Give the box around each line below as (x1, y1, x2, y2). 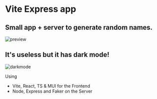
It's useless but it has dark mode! (5, 50, 110, 59)
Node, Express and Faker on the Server (12, 88, 93, 94)
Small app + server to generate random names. (5, 23, 153, 32)
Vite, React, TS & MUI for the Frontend (12, 83, 90, 89)
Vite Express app (5, 3, 77, 15)
